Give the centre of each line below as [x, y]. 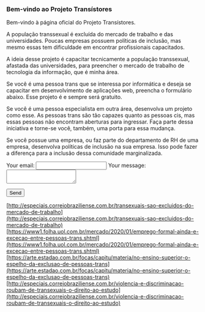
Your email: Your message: [76, 165]
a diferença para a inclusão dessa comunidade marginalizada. [84, 153]
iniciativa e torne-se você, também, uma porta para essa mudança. [91, 128]
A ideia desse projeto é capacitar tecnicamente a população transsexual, [98, 59]
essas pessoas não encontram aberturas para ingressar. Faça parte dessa [100, 122]
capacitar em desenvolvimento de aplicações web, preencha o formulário [99, 91]
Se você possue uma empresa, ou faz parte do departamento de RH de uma [102, 140]
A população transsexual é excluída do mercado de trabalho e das [90, 34]
